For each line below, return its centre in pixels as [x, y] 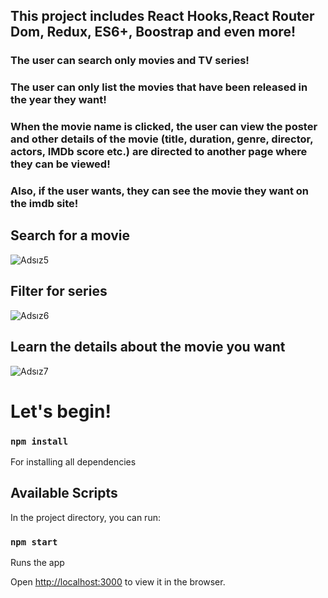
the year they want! [58, 100]
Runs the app [37, 563]
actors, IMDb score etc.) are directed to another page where [159, 152]
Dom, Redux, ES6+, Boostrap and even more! [153, 32]
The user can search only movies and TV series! [130, 61]
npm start [34, 542]
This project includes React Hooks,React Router [162, 16]
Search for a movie [70, 235]
